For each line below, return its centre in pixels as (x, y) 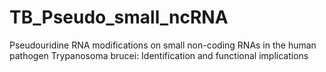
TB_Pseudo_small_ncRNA (119, 17)
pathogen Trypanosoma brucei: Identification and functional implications (159, 55)
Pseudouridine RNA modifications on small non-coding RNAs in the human (163, 45)
